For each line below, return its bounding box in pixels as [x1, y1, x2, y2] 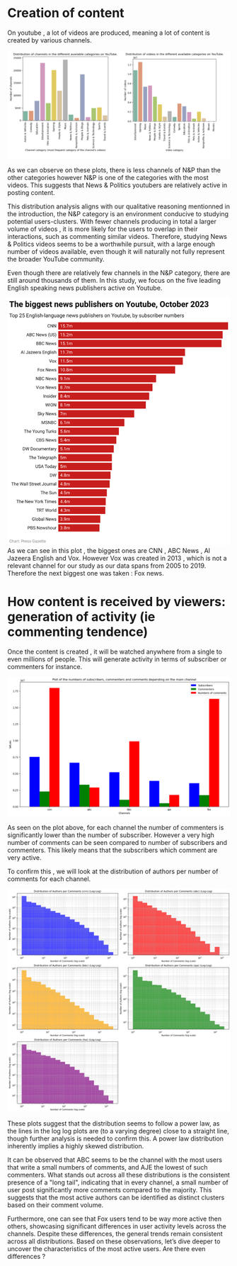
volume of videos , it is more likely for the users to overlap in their [7, 225, 198, 233]
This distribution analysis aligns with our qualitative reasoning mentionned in [7, 202, 231, 211]
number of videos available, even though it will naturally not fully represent [7, 247, 225, 256]
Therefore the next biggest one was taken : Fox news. [7, 569, 164, 578]
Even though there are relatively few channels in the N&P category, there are [7, 268, 231, 277]
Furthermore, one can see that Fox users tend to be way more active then [7, 1214, 221, 1223]
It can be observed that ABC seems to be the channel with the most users [7, 1155, 223, 1164]
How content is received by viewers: [7, 594, 226, 610]
